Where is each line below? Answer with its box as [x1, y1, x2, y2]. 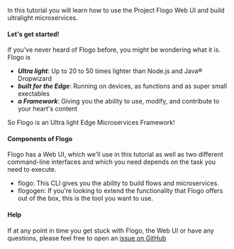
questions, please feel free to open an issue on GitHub [7, 233, 167, 242]
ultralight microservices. [7, 13, 78, 22]
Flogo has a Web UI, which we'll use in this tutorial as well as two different [7, 150, 223, 159]
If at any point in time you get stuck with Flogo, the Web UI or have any [7, 226, 214, 235]
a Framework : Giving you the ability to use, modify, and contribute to [17, 97, 220, 106]
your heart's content [17, 104, 78, 113]
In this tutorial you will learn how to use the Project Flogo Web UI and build [7, 6, 225, 14]
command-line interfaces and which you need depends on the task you [7, 157, 216, 166]
